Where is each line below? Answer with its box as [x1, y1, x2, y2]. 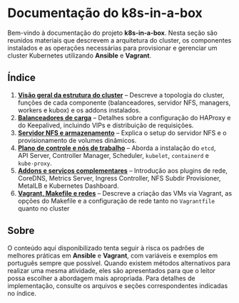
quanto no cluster [17, 204, 70, 213]
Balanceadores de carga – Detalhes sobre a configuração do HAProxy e [17, 113, 231, 122]
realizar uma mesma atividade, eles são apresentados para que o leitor [7, 266, 216, 275]
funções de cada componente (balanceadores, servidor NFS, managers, [17, 98, 231, 107]
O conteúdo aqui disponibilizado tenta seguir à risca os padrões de [7, 243, 205, 252]
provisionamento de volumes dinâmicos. [17, 136, 137, 144]
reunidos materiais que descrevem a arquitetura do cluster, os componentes [7, 36, 232, 44]
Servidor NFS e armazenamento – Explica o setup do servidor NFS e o [17, 128, 227, 137]
